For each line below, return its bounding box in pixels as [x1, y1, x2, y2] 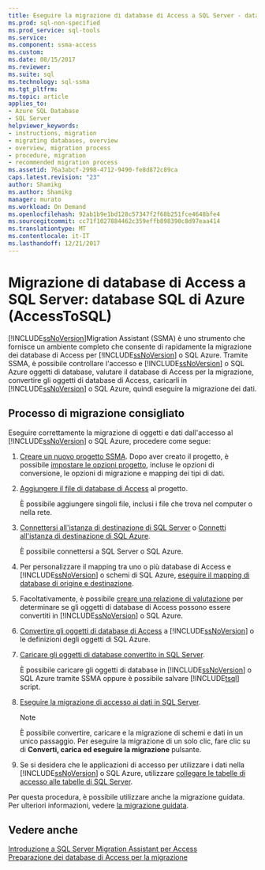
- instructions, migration [8, 129, 97, 137]
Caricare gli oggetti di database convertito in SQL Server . [19, 649, 205, 659]
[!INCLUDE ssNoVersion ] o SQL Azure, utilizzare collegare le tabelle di [19, 768, 246, 777]
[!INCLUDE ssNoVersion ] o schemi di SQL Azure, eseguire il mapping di [19, 570, 250, 580]
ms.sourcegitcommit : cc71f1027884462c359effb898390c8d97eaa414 [8, 217, 221, 225]
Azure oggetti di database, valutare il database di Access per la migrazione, [8, 367, 254, 376]
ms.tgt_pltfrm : [8, 85, 58, 93]
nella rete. [19, 507, 53, 516]
